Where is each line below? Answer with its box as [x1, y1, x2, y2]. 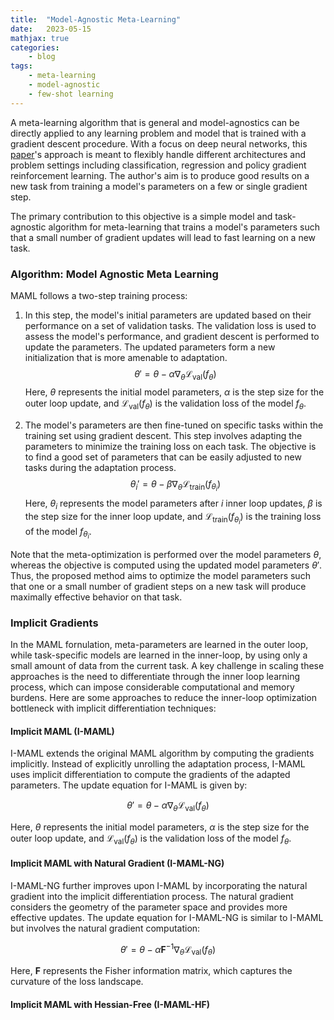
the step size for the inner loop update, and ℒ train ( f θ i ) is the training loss [24, 511, 322, 526]
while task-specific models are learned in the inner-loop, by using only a [10, 649, 308, 661]
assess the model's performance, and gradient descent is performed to [24, 330, 320, 342]
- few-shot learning [28, 89, 114, 99]
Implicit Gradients [10, 616, 99, 630]
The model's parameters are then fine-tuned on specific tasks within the [24, 419, 324, 431]
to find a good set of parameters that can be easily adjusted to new [24, 451, 302, 463]
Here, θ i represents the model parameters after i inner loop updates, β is [24, 497, 323, 511]
